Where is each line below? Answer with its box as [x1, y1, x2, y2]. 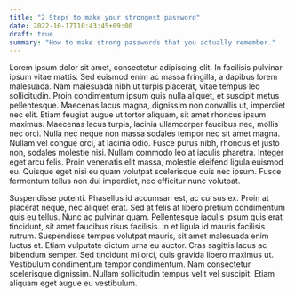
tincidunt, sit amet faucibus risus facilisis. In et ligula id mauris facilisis [9, 221, 266, 232]
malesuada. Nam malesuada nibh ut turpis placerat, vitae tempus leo [9, 81, 260, 92]
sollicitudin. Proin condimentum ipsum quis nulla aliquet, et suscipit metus [9, 91, 280, 101]
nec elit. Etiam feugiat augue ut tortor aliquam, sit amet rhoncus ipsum [9, 109, 267, 120]
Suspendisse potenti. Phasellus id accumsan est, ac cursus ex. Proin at [9, 193, 269, 204]
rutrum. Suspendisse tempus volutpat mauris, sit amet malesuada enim [9, 230, 269, 241]
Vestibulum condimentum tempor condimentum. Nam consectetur [9, 259, 251, 269]
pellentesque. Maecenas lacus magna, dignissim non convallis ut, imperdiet [9, 100, 286, 111]
